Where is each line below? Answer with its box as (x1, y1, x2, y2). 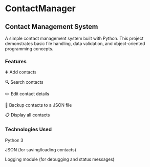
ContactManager (5, 3, 76, 14)
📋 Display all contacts (5, 112, 50, 118)
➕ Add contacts (5, 69, 37, 75)
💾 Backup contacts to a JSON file (5, 102, 72, 108)
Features (5, 58, 27, 65)
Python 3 (5, 137, 23, 143)
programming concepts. (5, 46, 54, 51)
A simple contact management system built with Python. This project (5, 35, 144, 41)
